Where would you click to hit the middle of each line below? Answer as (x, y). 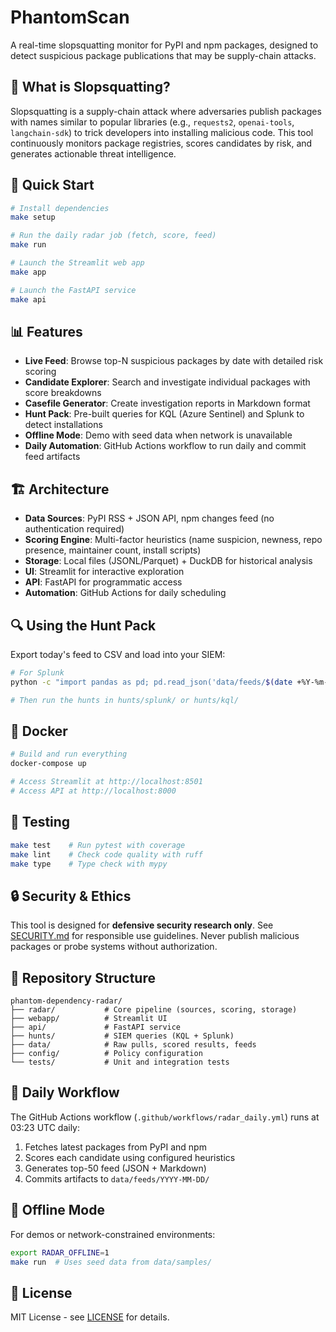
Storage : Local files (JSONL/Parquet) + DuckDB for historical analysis (168, 561)
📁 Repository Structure (83, 977)
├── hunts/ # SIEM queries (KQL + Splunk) (122, 1036)
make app (28, 272)
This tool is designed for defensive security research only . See (142, 925)
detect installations (63, 425)
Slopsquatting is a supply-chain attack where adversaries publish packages (166, 111)
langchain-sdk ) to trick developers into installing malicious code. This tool (162, 132)
